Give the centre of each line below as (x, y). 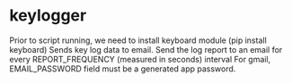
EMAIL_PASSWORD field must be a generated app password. (123, 69)
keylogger (48, 16)
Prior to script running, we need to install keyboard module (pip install (138, 40)
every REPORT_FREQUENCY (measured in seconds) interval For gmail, (140, 59)
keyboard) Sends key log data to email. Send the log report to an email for (146, 49)
